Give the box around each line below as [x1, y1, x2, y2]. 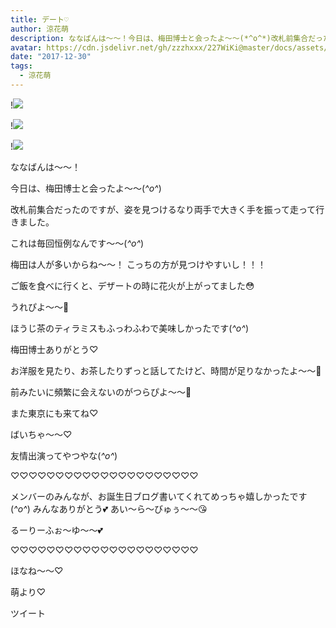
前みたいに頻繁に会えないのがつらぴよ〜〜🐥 [10, 386, 192, 398]
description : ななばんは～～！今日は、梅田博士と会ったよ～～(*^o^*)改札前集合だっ [10, 33, 323, 43]
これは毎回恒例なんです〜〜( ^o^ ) [10, 237, 145, 249]
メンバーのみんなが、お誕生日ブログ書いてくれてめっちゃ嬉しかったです [10, 490, 308, 502]
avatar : [10, 42, 43, 53]
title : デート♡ [10, 14, 69, 25]
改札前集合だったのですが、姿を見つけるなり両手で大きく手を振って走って [10, 203, 317, 215]
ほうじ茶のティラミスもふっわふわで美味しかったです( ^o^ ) [10, 322, 249, 334]
